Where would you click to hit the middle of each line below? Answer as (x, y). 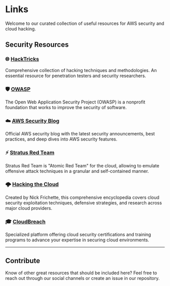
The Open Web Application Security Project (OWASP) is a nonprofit (75, 102)
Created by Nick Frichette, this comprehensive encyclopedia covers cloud (82, 197)
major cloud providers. (29, 208)
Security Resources (37, 45)
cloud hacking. (21, 28)
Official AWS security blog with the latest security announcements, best (80, 134)
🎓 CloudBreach (25, 222)
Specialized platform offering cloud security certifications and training (78, 235)
